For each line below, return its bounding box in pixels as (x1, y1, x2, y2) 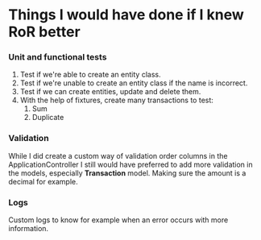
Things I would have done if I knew (8, 6, 244, 24)
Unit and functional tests (8, 52, 107, 63)
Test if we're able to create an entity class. (19, 70, 161, 80)
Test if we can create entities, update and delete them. (19, 87, 201, 97)
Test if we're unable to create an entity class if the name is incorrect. (19, 78, 248, 88)
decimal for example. (8, 176, 78, 186)
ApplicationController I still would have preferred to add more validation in (8, 159, 253, 169)
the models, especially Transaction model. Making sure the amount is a (8, 168, 246, 178)
